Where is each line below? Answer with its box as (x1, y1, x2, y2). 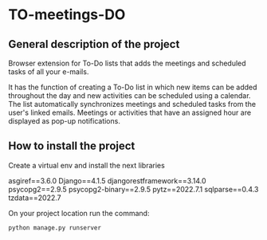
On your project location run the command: (8, 208, 150, 218)
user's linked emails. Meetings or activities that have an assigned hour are (8, 108, 252, 117)
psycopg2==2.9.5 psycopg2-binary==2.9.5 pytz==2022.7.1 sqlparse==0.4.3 (8, 184, 259, 194)
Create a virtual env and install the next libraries (8, 160, 165, 170)
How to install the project (8, 140, 135, 153)
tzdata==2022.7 (8, 193, 61, 203)
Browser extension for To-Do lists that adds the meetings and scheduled (8, 58, 246, 68)
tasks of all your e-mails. (8, 67, 89, 77)
